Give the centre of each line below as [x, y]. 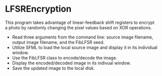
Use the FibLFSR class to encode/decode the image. [65, 57]
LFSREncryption [38, 9]
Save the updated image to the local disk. [53, 68]
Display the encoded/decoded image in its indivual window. [71, 63]
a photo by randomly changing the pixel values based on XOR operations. [78, 27]
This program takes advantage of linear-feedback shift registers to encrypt [80, 22]
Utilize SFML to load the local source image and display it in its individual [85, 47]
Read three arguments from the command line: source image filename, [83, 37]
